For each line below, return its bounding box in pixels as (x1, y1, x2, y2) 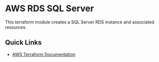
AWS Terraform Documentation (12, 51, 76, 57)
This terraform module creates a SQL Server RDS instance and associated (5, 19, 155, 25)
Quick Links (5, 39, 42, 47)
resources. (5, 24, 27, 30)
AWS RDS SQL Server (5, 3, 94, 14)
